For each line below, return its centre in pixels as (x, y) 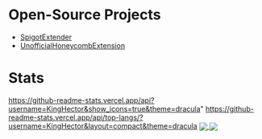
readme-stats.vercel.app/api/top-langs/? (76, 117)
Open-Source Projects (85, 15)
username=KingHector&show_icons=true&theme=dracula (104, 108)
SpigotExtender (46, 37)
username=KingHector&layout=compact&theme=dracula (103, 125)
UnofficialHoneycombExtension (73, 45)
